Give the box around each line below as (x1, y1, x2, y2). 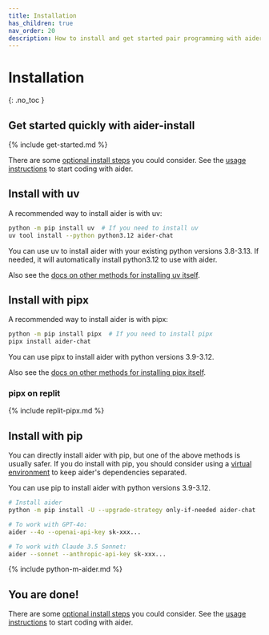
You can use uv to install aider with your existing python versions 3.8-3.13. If (8, 246, 259, 255)
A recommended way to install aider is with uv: (8, 208, 163, 218)
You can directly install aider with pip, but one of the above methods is (8, 450, 241, 460)
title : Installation (8, 11, 78, 20)
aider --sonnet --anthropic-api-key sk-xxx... (8, 550, 167, 558)
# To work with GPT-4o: (8, 520, 88, 528)
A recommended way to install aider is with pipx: (8, 315, 168, 324)
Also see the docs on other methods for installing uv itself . (8, 270, 200, 279)
